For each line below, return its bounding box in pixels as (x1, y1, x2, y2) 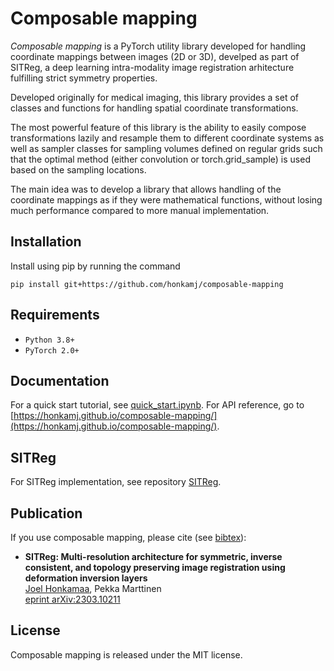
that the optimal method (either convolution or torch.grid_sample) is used (10, 153, 311, 165)
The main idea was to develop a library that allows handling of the (10, 183, 282, 195)
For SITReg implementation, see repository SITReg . (10, 476, 222, 488)
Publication (10, 505, 83, 522)
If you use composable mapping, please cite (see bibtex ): (10, 532, 247, 543)
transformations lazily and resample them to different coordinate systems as (10, 132, 325, 144)
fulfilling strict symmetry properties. (10, 72, 158, 84)
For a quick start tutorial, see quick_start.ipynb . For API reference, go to (10, 399, 305, 411)
